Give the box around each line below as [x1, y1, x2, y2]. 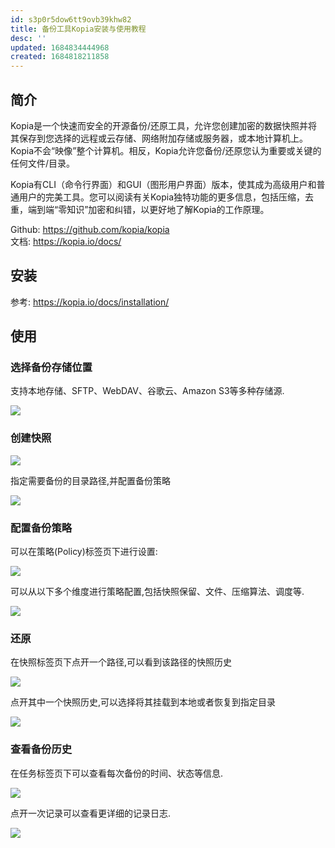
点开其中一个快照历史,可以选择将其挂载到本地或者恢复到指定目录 [10, 696, 277, 708]
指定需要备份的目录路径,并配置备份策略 [10, 474, 172, 486]
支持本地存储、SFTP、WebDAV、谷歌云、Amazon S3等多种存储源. [10, 385, 285, 397]
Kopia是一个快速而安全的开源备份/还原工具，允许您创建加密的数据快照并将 [10, 119, 318, 131]
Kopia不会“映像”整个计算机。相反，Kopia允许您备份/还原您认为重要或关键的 [10, 144, 322, 156]
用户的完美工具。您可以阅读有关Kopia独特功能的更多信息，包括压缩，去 [18, 191, 315, 203]
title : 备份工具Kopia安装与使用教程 [10, 24, 147, 34]
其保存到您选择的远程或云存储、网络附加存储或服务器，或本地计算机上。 [10, 132, 308, 144]
